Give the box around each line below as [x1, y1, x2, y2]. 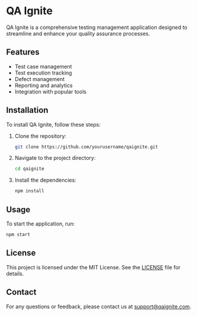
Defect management [14, 75, 65, 82]
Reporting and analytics [14, 82, 73, 89]
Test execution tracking [14, 69, 72, 76]
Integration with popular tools [14, 88, 87, 95]
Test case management [14, 63, 72, 70]
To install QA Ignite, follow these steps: [6, 121, 101, 128]
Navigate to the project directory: [14, 154, 96, 162]
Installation [6, 105, 49, 115]
